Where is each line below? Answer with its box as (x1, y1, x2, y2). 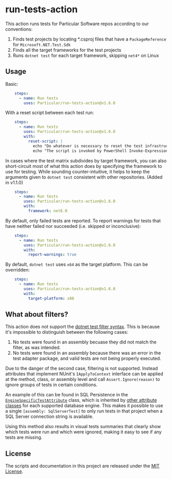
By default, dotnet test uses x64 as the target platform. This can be (5, 261, 148, 267)
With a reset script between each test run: (5, 109, 94, 116)
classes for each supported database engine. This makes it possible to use (5, 403, 163, 409)
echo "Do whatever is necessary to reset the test (32, 143, 143, 148)
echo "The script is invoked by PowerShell (32, 148, 127, 154)
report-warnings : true (28, 252, 77, 257)
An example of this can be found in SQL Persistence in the (5, 392, 128, 398)
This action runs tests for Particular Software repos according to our (5, 21, 149, 27)
